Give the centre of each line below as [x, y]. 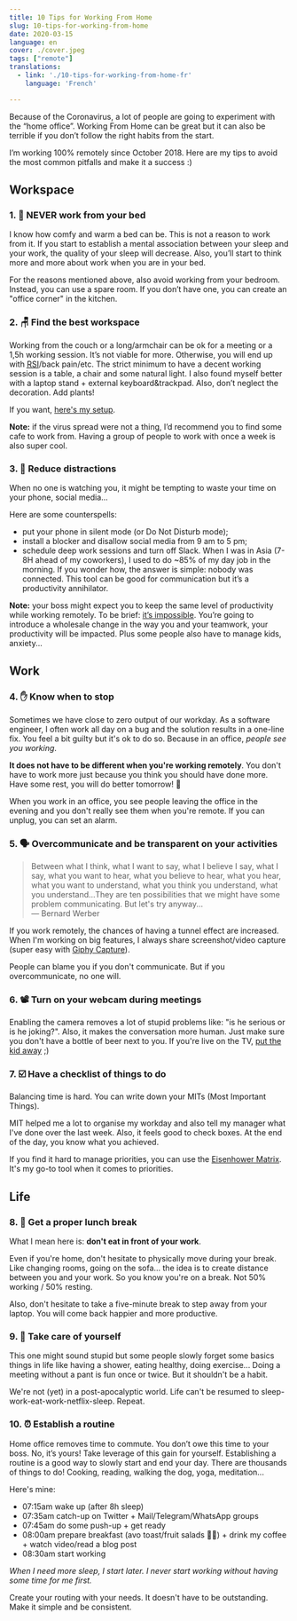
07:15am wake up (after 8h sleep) [83, 1506]
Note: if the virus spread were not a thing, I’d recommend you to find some [145, 426]
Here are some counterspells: [63, 514]
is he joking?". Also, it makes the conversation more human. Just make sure [147, 1032]
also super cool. [39, 446]
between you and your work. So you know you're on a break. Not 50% [138, 1277]
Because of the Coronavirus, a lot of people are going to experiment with [142, 116]
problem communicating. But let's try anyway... [117, 904]
